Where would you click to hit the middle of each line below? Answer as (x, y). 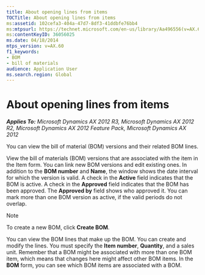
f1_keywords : (23, 52)
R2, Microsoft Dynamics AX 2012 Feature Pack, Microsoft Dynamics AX (96, 128)
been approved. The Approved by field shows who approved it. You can (97, 191)
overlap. (17, 204)
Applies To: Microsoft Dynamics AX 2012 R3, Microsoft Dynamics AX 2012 (100, 122)
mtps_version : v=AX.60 (35, 46)
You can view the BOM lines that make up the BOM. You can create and (96, 240)
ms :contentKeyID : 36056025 (41, 35)
